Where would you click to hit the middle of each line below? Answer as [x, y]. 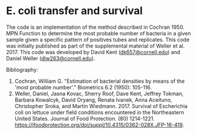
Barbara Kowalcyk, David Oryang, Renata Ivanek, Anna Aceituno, [93, 100]
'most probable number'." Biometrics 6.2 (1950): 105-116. [83, 87]
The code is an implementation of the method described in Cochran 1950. [95, 27]
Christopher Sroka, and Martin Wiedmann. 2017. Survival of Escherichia [101, 106]
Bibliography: [22, 69]
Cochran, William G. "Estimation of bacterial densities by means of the [100, 81]
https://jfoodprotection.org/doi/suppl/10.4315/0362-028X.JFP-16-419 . [99, 125]
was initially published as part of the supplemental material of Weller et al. [96, 46]
